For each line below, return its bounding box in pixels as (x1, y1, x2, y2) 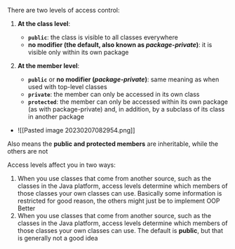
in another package (27, 112, 84, 121)
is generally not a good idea (17, 234, 98, 242)
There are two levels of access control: (7, 6, 121, 14)
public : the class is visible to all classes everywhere (27, 33, 179, 41)
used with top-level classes (27, 83, 107, 90)
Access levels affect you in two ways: (7, 161, 116, 169)
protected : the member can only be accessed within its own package (27, 97, 229, 106)
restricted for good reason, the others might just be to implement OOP (17, 196, 220, 205)
